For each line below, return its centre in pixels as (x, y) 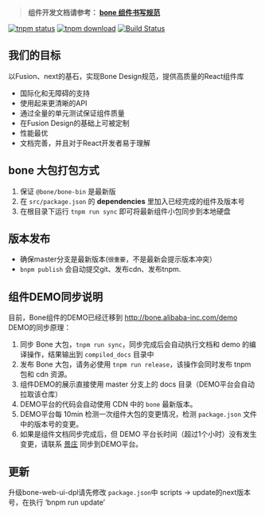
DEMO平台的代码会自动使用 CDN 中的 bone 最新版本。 (108, 404)
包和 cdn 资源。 (45, 375)
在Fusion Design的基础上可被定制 (74, 123)
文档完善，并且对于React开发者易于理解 (85, 143)
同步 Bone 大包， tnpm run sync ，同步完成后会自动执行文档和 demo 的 (134, 344)
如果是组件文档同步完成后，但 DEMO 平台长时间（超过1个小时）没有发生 (138, 434)
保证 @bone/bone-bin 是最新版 (68, 191)
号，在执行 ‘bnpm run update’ (57, 502)
